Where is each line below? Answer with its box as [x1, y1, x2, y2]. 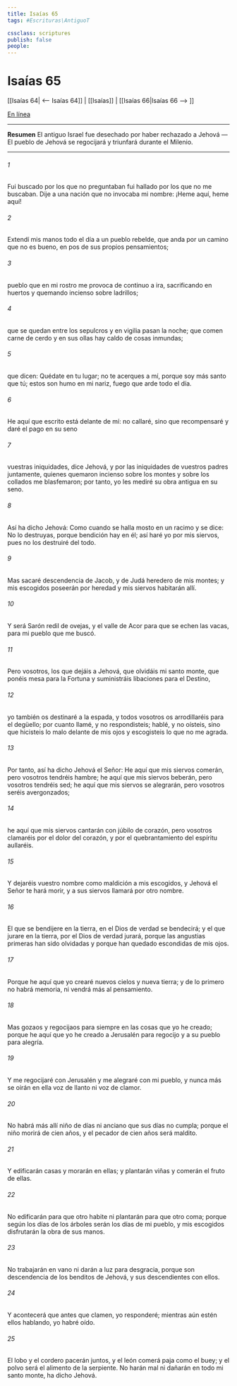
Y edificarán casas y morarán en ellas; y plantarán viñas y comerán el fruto [7, 1167, 226, 1175]
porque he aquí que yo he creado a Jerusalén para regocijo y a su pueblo [7, 1030, 221, 1038]
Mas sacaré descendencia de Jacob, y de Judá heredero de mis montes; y [7, 576, 224, 584]
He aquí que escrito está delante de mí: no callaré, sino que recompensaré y [7, 417, 229, 426]
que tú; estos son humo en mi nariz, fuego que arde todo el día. [7, 379, 192, 388]
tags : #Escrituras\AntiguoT [7, 17, 90, 24]
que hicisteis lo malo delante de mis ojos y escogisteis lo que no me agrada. [7, 728, 229, 736]
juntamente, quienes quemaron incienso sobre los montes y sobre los [7, 470, 209, 479]
